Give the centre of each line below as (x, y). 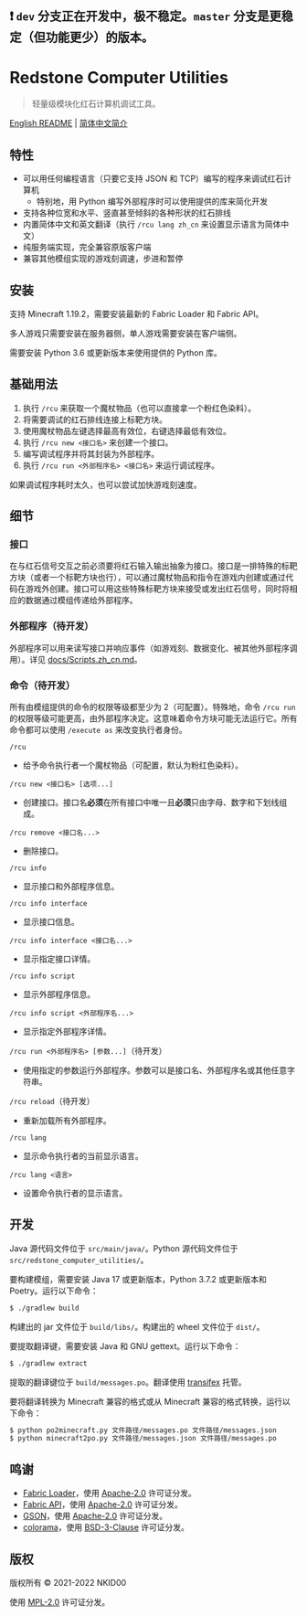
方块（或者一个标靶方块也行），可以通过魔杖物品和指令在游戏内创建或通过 (148, 578)
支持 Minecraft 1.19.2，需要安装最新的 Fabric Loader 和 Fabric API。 (137, 314)
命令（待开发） (42, 686)
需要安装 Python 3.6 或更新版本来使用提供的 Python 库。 (116, 352)
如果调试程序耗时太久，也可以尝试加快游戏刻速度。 (106, 484)
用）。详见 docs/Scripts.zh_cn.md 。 (76, 659)
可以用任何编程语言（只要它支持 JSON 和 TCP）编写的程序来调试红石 (153, 179)
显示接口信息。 (51, 922)
